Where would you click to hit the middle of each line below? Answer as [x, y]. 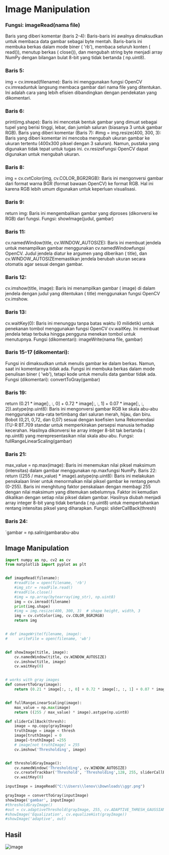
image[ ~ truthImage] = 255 [40, 740]
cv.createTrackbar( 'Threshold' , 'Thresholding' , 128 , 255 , [76, 773]
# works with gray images [32, 680]
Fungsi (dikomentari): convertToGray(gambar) [53, 379]
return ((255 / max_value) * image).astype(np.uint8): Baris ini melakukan [80, 476]
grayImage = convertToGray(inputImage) [47, 796]
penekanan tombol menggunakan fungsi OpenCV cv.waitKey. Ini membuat [82, 328]
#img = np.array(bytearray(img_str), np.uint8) [65, 597]
